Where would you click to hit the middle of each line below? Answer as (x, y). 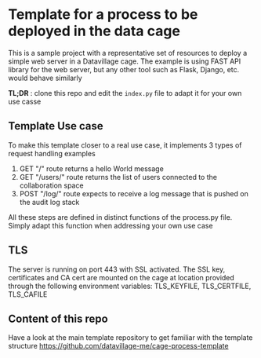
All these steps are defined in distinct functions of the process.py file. (120, 217)
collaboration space (51, 185)
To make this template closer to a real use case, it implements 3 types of (125, 145)
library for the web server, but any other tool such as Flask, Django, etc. (124, 69)
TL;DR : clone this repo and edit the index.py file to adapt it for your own (125, 93)
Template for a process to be (103, 15)
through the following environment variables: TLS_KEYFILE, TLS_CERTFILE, (130, 286)
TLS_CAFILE (28, 294)
